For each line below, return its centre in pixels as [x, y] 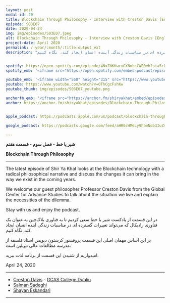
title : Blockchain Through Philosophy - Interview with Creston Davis [81, 19]
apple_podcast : [22, 116]
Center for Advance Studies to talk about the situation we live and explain [82, 195]
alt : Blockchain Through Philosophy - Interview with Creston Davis [79, 38]
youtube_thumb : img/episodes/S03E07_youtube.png [58, 89]
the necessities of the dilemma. [38, 200]
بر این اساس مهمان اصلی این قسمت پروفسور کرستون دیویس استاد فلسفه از [78, 240]
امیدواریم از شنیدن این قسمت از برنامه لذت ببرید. [52, 255]
